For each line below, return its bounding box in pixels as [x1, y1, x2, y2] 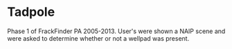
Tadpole [7, 4, 55, 20]
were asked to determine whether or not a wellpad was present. [7, 34, 190, 42]
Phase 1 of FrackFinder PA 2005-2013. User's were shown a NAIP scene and [7, 27, 226, 35]
